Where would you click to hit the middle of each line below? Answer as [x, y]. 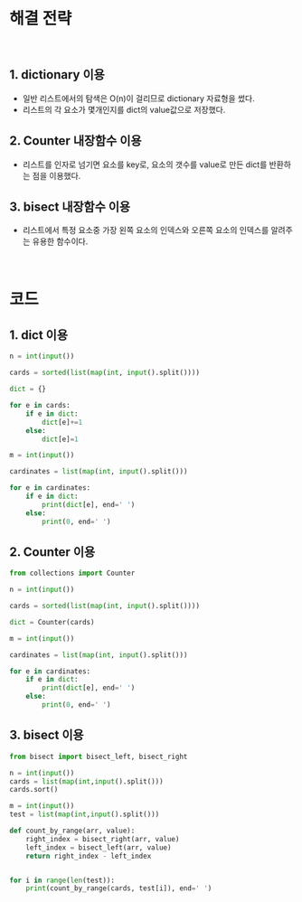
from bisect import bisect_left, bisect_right [99, 756]
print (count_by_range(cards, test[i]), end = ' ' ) [119, 888]
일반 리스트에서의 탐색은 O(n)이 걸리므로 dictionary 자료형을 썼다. [138, 98]
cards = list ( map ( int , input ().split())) [87, 781]
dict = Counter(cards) [52, 622]
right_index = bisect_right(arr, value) [103, 839]
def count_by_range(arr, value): [72, 831]
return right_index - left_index [89, 856]
